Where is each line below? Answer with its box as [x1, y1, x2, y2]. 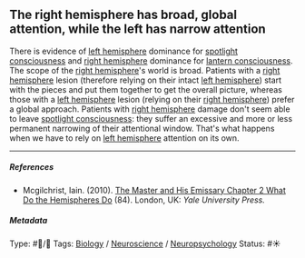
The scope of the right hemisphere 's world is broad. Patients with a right [9, 64, 280, 75]
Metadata [9, 215, 48, 226]
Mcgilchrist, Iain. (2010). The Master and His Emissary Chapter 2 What [22, 184, 286, 195]
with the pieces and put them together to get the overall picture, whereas [9, 84, 283, 94]
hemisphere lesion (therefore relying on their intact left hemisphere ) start [9, 74, 282, 85]
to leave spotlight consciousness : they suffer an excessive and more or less [9, 113, 293, 124]
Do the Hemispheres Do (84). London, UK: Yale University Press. [22, 194, 265, 205]
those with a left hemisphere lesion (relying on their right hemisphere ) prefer [9, 94, 295, 104]
